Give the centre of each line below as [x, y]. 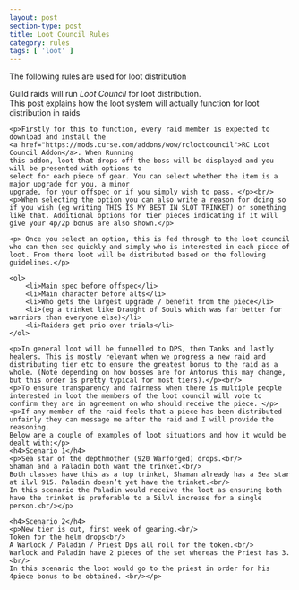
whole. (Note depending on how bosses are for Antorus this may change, [148, 373]
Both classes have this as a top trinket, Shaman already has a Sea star [150, 475]
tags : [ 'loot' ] [42, 51]
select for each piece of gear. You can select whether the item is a [144, 177]
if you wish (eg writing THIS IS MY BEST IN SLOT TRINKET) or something [148, 208]
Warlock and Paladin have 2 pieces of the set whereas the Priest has [144, 553]
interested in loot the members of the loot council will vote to [136, 396]
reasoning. [30, 428]
